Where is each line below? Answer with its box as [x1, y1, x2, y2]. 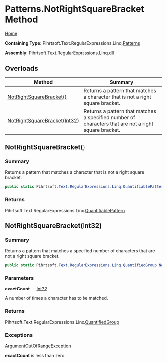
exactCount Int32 [5, 286, 47, 291]
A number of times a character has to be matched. [5, 295, 108, 301]
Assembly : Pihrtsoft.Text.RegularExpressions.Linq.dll [5, 50, 114, 56]
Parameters [5, 275, 34, 282]
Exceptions [5, 331, 33, 338]
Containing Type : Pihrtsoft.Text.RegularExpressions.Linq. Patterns [5, 40, 140, 46]
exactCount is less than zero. [5, 353, 66, 359]
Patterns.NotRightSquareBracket [5, 3, 144, 15]
